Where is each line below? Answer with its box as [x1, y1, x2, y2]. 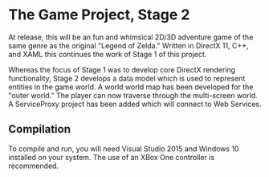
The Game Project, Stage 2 [8, 6, 190, 24]
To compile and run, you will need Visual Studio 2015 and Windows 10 [8, 143, 239, 154]
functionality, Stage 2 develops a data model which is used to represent [8, 73, 246, 83]
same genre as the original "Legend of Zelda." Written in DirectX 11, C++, [8, 40, 249, 50]
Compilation [8, 122, 71, 136]
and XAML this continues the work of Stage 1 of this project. [8, 49, 207, 59]
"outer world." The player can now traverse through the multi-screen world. [8, 90, 259, 100]
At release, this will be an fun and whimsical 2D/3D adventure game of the [8, 32, 254, 42]
